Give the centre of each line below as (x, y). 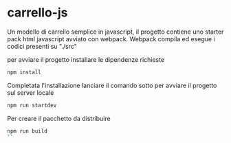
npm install (24, 72)
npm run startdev (32, 105)
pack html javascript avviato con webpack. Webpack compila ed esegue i (111, 38)
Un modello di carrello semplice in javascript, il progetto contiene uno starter (115, 32)
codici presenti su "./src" (42, 46)
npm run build (27, 131)
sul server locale (31, 92)
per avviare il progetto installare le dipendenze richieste (86, 59)
